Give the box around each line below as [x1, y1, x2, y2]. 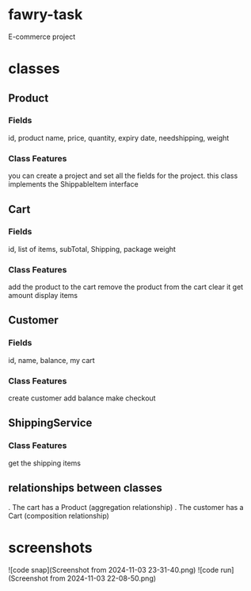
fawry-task [8, 6, 83, 24]
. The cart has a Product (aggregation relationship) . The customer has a [8, 502, 244, 512]
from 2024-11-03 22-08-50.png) [50, 574, 157, 583]
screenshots [8, 539, 93, 557]
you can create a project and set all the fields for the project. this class [8, 171, 238, 180]
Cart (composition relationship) [8, 511, 109, 520]
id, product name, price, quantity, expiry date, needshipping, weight [8, 133, 230, 142]
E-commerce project [8, 32, 76, 41]
